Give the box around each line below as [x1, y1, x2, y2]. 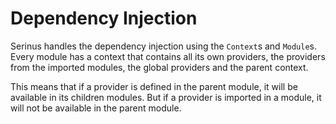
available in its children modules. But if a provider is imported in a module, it [10, 91, 322, 103]
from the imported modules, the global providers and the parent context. [10, 61, 309, 73]
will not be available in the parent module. [10, 102, 182, 114]
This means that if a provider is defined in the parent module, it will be [10, 80, 298, 92]
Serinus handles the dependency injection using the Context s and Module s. [10, 40, 318, 52]
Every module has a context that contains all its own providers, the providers [10, 50, 326, 62]
